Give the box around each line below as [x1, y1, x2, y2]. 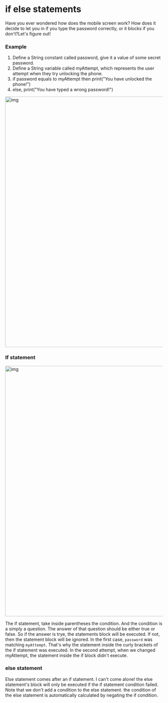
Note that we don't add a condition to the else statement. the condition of [5, 686, 156, 692]
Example [5, 43, 27, 50]
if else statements [5, 4, 81, 15]
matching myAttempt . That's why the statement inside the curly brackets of [5, 641, 158, 647]
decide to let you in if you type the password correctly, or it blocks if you [5, 25, 155, 31]
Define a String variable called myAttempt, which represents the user [12, 65, 154, 71]
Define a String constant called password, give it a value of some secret [12, 55, 161, 61]
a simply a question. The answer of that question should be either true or [5, 625, 155, 632]
